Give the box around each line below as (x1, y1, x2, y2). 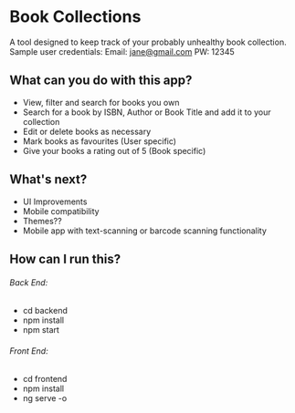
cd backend (22, 305, 68, 316)
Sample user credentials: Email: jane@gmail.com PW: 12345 (9, 46, 235, 57)
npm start (22, 325, 59, 336)
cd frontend (22, 374, 68, 385)
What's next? (9, 171, 88, 188)
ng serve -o (22, 393, 68, 404)
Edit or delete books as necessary (22, 126, 152, 137)
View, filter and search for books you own (22, 97, 180, 108)
